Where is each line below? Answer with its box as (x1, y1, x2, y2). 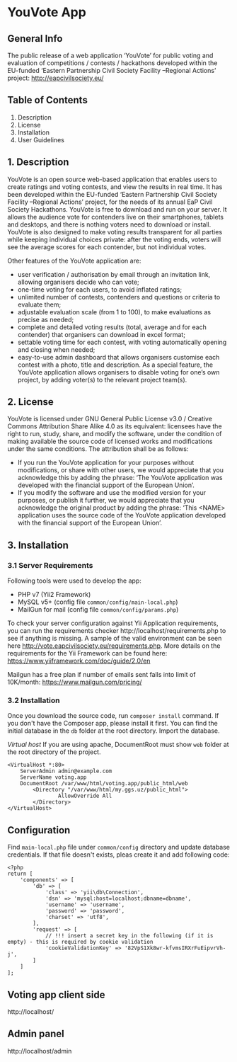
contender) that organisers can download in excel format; (17, 330, 186, 338)
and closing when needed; (17, 345, 96, 354)
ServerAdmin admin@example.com (20, 767, 112, 775)
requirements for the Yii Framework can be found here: (7, 649, 168, 658)
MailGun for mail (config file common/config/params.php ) (17, 605, 179, 614)
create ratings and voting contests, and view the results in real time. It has (7, 182, 223, 191)
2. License (7, 396, 54, 408)
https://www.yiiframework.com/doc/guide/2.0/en (7, 656, 151, 666)
